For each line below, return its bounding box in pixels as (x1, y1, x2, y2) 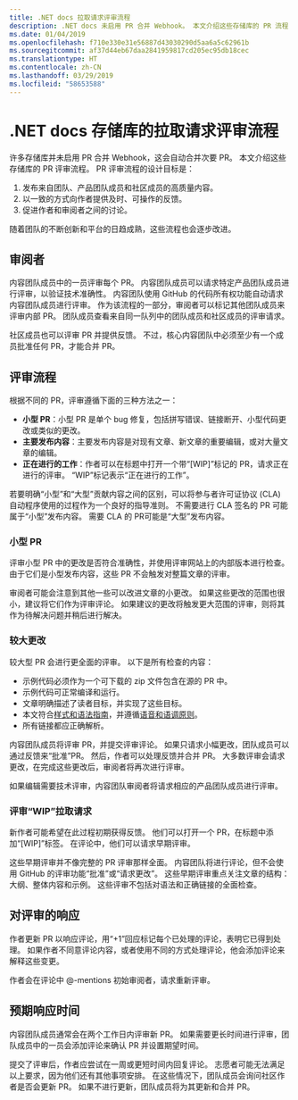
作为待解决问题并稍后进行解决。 (9, 610, 127, 621)
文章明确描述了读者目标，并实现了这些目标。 (21, 697, 187, 708)
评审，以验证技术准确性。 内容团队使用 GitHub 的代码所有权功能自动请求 (16, 288, 284, 299)
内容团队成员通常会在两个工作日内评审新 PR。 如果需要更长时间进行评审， (9, 1029, 282, 1039)
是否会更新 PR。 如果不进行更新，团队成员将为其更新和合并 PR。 (16, 1081, 255, 1092)
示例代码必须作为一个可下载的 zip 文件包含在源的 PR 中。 (21, 675, 233, 686)
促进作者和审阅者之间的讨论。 (21, 204, 132, 215)
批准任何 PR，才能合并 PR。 (16, 341, 120, 352)
